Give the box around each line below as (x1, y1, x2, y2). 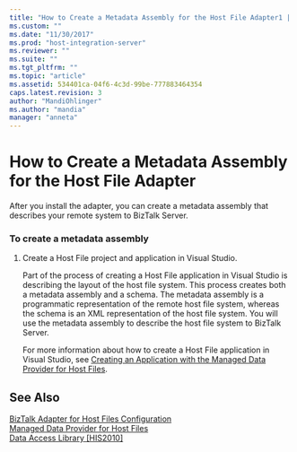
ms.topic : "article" (9, 72, 87, 81)
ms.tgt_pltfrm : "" (9, 64, 78, 73)
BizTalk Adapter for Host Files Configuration (9, 413, 172, 424)
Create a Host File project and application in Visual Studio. (22, 253, 238, 264)
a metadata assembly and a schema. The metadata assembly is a (22, 289, 265, 300)
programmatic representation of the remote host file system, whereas (22, 299, 280, 309)
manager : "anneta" (9, 113, 78, 122)
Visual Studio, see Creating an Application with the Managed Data (22, 354, 266, 365)
